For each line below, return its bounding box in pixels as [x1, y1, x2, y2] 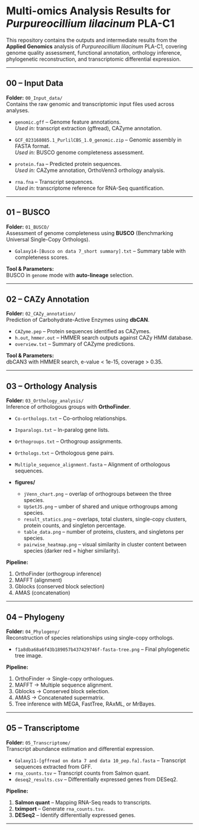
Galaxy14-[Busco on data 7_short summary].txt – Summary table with [14, 247, 186, 254]
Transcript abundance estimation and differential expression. [6, 745, 155, 752]
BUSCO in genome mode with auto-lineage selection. [6, 271, 134, 278]
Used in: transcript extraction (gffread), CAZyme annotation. [14, 124, 162, 131]
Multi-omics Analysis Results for [6, 4, 171, 18]
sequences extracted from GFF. [14, 763, 93, 770]
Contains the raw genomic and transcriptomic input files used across [6, 100, 175, 108]
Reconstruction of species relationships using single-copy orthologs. [6, 634, 175, 641]
